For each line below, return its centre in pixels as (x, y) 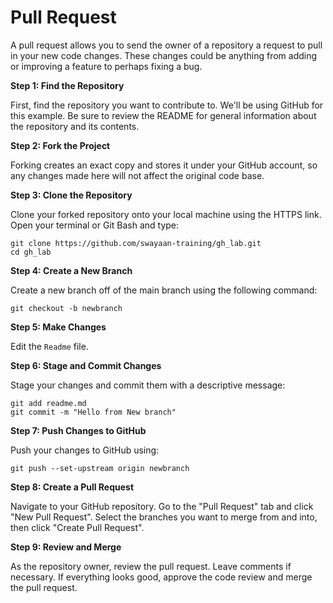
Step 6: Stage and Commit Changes (86, 365)
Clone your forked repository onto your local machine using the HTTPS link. (166, 214)
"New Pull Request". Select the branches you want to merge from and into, (164, 517)
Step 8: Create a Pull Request (72, 487)
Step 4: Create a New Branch (71, 270)
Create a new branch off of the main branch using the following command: (164, 290)
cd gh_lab (31, 252)
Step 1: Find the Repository (67, 85)
